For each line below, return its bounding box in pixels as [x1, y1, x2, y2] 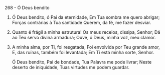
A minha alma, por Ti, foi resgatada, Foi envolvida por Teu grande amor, [12, 44, 160, 50]
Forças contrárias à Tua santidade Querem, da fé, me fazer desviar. [12, 20, 151, 25]
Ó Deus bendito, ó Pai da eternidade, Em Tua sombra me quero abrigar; [12, 14, 160, 20]
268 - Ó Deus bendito [5, 5, 50, 10]
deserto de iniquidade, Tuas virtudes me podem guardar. [12, 65, 130, 70]
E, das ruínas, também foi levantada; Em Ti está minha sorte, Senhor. [12, 50, 154, 55]
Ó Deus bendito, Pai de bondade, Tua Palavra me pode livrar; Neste [12, 59, 152, 65]
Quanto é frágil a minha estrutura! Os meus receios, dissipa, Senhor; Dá [12, 29, 160, 35]
